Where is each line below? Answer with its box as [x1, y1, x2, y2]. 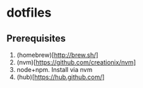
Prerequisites [6, 33, 66, 44]
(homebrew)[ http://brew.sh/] [16, 51, 99, 59]
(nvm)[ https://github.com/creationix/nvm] [16, 58, 136, 67]
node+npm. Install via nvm [16, 66, 93, 73]
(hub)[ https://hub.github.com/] [16, 73, 105, 81]
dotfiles [6, 5, 52, 21]
